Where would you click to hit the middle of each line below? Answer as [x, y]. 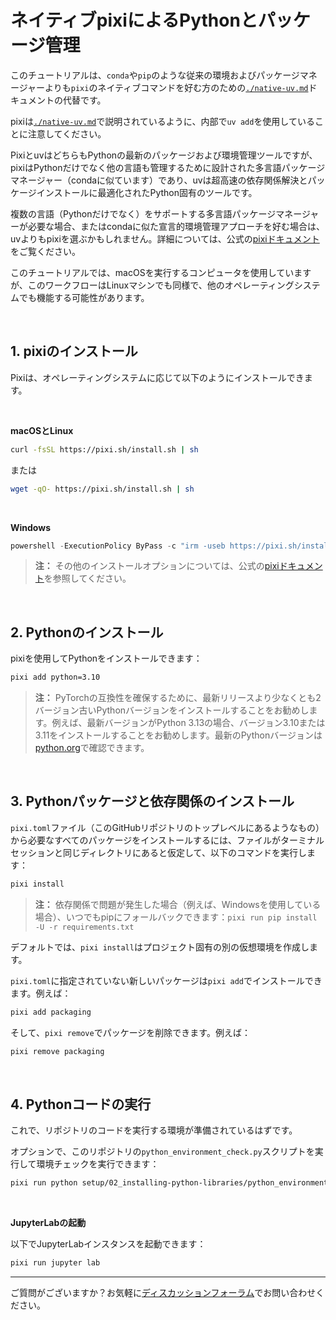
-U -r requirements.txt [84, 927]
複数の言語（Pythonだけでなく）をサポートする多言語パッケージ [143, 213]
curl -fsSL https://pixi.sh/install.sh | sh [104, 449]
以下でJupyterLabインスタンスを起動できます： [108, 1244]
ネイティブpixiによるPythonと [134, 20]
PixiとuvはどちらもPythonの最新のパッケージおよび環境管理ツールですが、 [164, 155]
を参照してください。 [87, 578]
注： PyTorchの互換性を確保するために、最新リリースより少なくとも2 [178, 698]
